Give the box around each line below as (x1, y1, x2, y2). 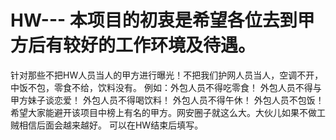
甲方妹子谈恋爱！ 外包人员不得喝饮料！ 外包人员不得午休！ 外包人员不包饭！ (10, 94, 325, 106)
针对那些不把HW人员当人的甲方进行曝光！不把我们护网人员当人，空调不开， (10, 69, 324, 81)
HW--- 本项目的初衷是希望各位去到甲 (10, 9, 315, 32)
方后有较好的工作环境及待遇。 (10, 34, 257, 57)
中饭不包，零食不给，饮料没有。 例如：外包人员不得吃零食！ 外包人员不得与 (10, 81, 322, 93)
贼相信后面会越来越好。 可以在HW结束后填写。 (10, 119, 204, 131)
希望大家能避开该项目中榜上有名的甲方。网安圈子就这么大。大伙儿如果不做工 (10, 106, 326, 118)
